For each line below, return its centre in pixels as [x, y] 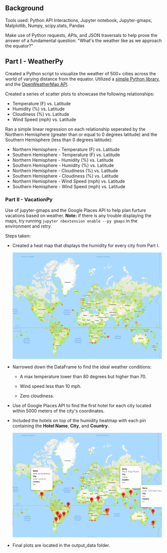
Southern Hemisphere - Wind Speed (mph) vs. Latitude [69, 186]
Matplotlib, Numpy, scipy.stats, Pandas [45, 25]
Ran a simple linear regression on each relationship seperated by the [75, 129]
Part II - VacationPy [29, 199]
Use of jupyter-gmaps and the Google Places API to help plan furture [76, 210]
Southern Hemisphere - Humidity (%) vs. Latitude [63, 165]
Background [24, 8]
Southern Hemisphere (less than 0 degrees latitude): [59, 140]
